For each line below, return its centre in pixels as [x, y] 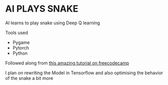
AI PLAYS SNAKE [42, 9]
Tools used [17, 32]
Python [20, 53]
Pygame [21, 42]
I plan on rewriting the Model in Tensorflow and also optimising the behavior [84, 73]
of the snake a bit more [29, 78]
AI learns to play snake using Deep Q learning [53, 23]
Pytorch [21, 48]
